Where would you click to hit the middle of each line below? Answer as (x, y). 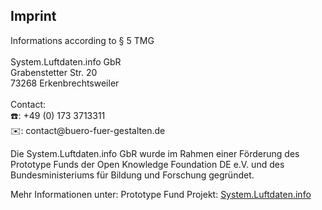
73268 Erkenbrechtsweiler (65, 83)
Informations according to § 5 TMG (82, 40)
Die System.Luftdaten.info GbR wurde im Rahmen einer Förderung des (155, 153)
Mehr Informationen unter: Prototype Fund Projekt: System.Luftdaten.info (161, 194)
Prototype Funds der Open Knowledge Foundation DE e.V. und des (147, 164)
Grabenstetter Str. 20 (54, 72)
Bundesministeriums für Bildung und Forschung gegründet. (132, 175)
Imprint (33, 16)
